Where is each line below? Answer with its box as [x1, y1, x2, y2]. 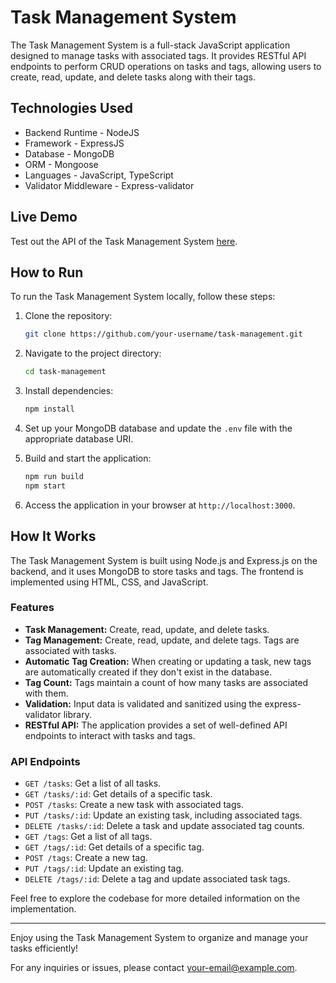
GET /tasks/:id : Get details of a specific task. [24, 788, 213, 800]
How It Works [10, 528, 97, 545]
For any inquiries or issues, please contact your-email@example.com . [10, 962, 298, 974]
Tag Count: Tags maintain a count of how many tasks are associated [24, 676, 309, 688]
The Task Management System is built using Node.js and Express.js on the [10, 554, 318, 566]
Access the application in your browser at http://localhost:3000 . [24, 499, 296, 511]
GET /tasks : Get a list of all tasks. [24, 777, 162, 790]
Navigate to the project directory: [24, 347, 162, 360]
